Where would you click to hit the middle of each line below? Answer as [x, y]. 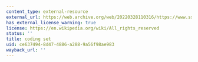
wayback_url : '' [26, 50]
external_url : [24, 17]
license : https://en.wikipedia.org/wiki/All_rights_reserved [83, 28]
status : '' [19, 34]
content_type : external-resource [47, 12]
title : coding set [29, 39]
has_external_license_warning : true [51, 22]
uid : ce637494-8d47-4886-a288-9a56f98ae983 [60, 45]
